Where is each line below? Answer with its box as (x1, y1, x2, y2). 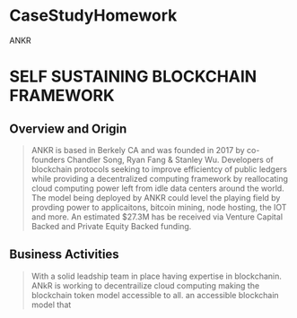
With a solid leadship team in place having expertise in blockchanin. (31, 271, 283, 281)
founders (31, 154, 66, 165)
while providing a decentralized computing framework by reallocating (31, 173, 289, 184)
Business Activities (9, 247, 119, 262)
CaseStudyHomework (9, 5, 178, 26)
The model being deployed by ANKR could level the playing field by (31, 192, 281, 202)
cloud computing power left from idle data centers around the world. (31, 183, 284, 193)
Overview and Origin (9, 121, 127, 136)
